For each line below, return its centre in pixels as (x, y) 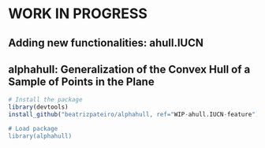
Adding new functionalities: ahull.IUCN (106, 43)
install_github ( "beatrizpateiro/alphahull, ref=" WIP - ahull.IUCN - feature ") (134, 115)
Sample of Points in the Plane (82, 81)
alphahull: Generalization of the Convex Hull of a (129, 69)
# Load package (33, 129)
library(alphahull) (40, 136)
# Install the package (45, 100)
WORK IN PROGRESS (78, 14)
